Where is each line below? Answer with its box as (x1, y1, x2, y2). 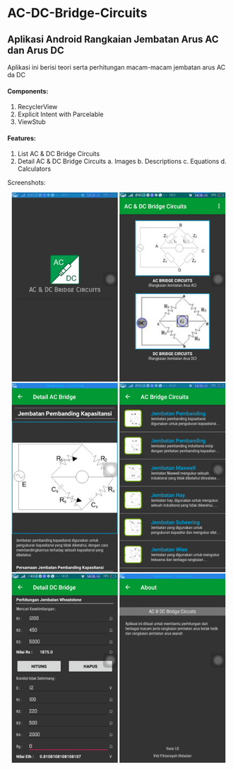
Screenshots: (7, 179, 46, 187)
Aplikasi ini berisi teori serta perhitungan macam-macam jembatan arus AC (7, 63, 226, 72)
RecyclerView (17, 103, 58, 111)
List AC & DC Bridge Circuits (17, 150, 100, 158)
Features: (7, 133, 37, 143)
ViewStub (17, 118, 46, 126)
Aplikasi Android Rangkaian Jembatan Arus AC (7, 33, 219, 45)
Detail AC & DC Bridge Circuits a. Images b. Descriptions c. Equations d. (17, 157, 227, 166)
